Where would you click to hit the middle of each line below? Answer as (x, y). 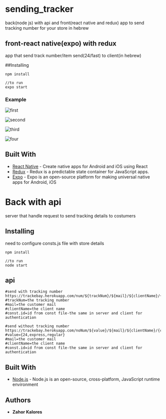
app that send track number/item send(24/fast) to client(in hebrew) (73, 55)
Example (16, 99)
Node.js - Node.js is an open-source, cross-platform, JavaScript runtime (86, 379)
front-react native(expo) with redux (61, 44)
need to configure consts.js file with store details (55, 243)
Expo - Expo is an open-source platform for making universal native (81, 177)
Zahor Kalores (27, 412)
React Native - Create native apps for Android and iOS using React (80, 166)
